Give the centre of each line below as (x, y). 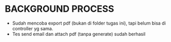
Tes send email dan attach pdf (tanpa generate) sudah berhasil (79, 34)
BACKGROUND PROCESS (60, 9)
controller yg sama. (33, 28)
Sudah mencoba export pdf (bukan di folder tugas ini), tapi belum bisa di (89, 23)
